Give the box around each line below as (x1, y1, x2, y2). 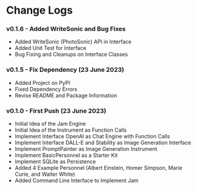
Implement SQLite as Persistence (14, 158, 96, 165)
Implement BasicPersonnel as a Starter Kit (14, 152, 118, 159)
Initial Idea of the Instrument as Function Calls (14, 126, 127, 134)
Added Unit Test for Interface (14, 45, 87, 52)
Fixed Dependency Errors (14, 85, 78, 93)
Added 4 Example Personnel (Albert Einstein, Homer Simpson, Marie (14, 164, 183, 172)
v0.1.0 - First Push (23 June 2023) (6, 106, 107, 115)
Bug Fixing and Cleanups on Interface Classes (14, 51, 128, 58)
